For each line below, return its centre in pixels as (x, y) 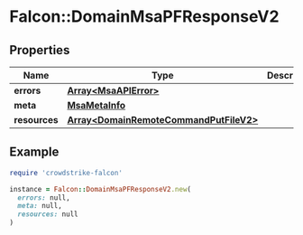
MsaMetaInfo (96, 105)
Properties (40, 50)
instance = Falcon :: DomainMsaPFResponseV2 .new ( (101, 189)
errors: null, (44, 197)
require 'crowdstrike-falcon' (66, 173)
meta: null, (40, 206)
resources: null (48, 214)
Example (34, 152)
